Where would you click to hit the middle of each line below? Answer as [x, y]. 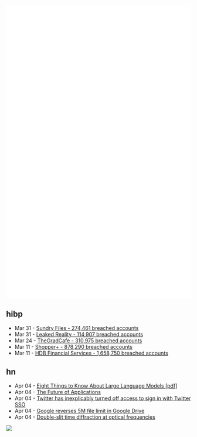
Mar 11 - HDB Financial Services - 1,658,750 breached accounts [91, 353]
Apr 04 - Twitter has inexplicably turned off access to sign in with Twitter [103, 398]
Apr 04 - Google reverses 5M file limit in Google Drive [79, 411]
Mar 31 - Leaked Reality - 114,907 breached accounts [79, 335]
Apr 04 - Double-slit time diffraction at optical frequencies [85, 417]
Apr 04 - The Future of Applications [58, 392]
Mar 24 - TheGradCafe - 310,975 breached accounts [78, 341]
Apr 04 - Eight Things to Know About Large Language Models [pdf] [96, 386]
